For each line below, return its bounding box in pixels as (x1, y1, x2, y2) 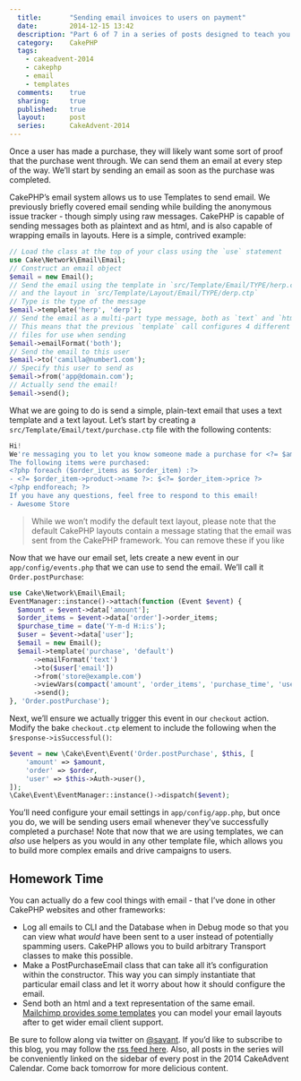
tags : (17, 47, 39, 56)
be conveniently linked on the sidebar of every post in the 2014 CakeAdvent (9, 1053, 289, 1064)
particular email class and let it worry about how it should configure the (21, 979, 286, 990)
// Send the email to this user (9, 347, 130, 356)
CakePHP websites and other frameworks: (9, 905, 166, 915)
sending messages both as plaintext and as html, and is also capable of (9, 220, 273, 231)
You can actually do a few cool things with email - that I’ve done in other (9, 895, 276, 905)
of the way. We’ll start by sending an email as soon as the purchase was (9, 165, 275, 176)
